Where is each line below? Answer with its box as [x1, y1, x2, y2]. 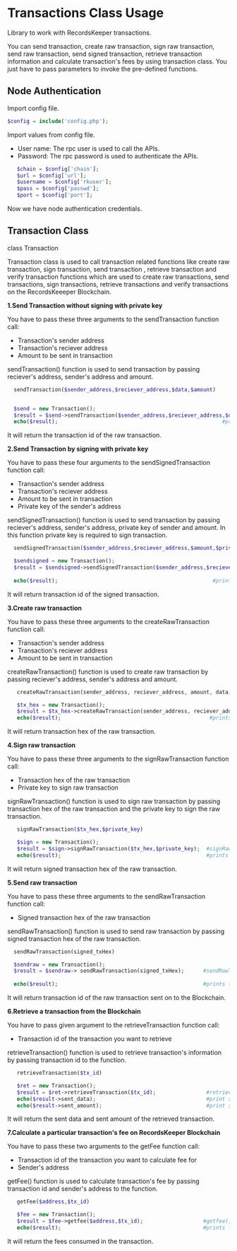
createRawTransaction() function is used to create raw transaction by [7, 667, 209, 676]
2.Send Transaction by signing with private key [7, 444, 149, 454]
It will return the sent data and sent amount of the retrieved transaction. [7, 1114, 215, 1123]
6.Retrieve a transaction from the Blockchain [7, 1007, 141, 1016]
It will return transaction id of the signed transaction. [7, 589, 160, 599]
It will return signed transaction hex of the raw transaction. [7, 865, 178, 873]
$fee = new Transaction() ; [16, 1211, 97, 1218]
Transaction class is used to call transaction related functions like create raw [7, 257, 230, 266]
